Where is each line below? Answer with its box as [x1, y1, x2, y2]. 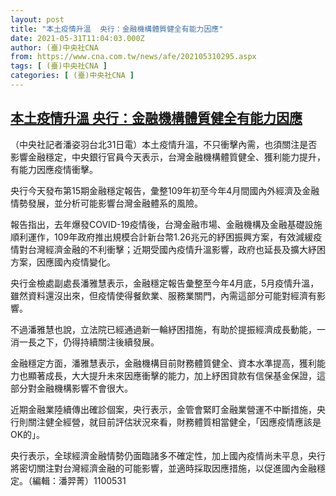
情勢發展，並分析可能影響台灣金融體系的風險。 [10, 197, 203, 209]
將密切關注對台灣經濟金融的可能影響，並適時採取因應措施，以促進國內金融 [10, 462, 317, 474]
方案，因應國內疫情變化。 [10, 256, 116, 268]
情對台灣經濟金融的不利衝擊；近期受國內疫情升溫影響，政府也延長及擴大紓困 [10, 243, 326, 255]
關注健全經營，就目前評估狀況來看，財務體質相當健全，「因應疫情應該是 [27, 416, 322, 428]
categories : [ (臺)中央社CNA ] [10, 71, 135, 81]
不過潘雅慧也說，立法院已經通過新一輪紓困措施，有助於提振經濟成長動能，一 [10, 323, 326, 335]
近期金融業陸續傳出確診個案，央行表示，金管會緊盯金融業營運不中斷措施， [10, 403, 317, 415]
